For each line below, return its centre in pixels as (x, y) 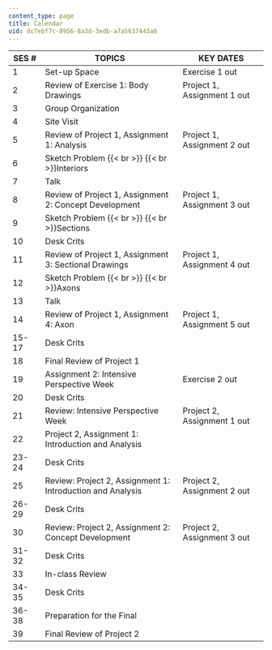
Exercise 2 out (210, 380)
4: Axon (59, 325)
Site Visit (62, 122)
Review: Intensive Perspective (102, 411)
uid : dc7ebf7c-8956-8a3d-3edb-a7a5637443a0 (83, 31)
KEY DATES (221, 58)
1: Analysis (66, 145)
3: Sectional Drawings (87, 265)
